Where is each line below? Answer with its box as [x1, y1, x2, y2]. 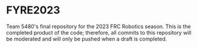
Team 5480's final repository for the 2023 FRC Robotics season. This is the [6, 23, 191, 30]
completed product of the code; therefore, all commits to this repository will [6, 29, 192, 36]
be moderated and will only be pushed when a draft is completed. [6, 35, 167, 42]
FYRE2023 [6, 4, 61, 17]
